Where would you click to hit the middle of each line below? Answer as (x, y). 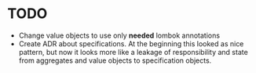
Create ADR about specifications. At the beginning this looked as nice (131, 43)
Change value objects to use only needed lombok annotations (119, 35)
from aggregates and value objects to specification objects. (115, 60)
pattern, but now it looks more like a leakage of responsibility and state (133, 52)
